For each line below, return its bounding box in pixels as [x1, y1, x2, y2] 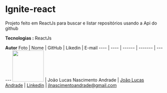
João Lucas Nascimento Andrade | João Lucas [47, 76, 144, 83]
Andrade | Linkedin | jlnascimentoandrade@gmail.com [5, 82, 117, 88]
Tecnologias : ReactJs [5, 35, 51, 41]
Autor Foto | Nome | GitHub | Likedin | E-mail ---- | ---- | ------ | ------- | [5, 44, 156, 50]
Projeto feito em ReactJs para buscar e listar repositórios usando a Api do [5, 20, 157, 26]
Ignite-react [5, 3, 56, 15]
